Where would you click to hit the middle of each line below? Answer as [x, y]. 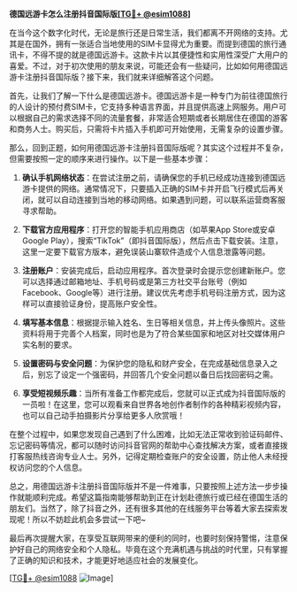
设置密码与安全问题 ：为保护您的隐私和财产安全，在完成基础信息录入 [146, 363]
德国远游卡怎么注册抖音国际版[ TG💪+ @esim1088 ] [100, 14]
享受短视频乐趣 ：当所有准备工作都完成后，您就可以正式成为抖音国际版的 [153, 393]
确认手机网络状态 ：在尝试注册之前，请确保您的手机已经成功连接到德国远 [153, 177]
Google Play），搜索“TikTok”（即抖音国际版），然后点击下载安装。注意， [152, 241]
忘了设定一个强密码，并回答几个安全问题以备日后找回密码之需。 [162, 374]
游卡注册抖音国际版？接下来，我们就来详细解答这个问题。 [114, 77]
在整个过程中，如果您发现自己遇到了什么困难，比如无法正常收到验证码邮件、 [148, 434]
